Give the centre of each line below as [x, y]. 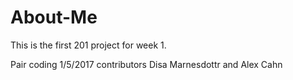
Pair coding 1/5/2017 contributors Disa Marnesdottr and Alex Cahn [146, 64]
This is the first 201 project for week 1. [88, 45]
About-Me [54, 17]
